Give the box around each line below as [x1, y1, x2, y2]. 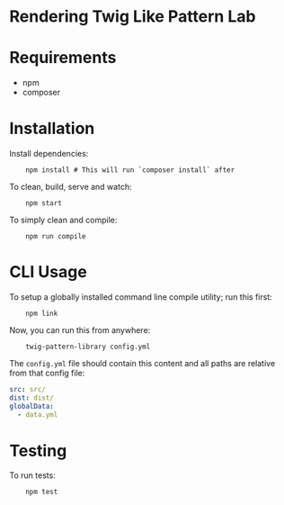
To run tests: [9, 470, 56, 481]
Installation [9, 119, 95, 139]
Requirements [9, 48, 117, 68]
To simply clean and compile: [9, 214, 118, 226]
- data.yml [17, 410, 58, 419]
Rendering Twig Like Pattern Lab [9, 6, 256, 27]
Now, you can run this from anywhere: [9, 325, 151, 335]
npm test [25, 488, 58, 497]
